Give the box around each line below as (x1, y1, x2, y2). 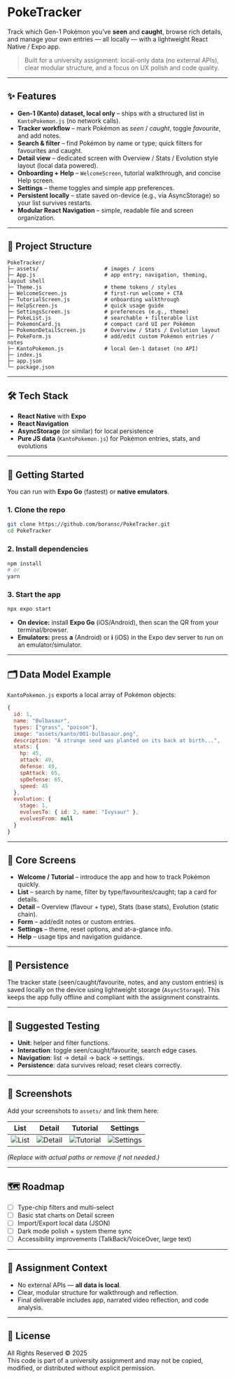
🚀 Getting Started (7, 468, 85, 481)
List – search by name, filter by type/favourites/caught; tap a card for (17, 888, 217, 896)
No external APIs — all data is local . (17, 1281, 121, 1289)
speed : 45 (20, 782, 49, 790)
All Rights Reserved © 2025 (7, 1349, 87, 1357)
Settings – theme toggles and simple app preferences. (17, 183, 175, 192)
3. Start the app (7, 590, 62, 600)
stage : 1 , (20, 802, 49, 810)
